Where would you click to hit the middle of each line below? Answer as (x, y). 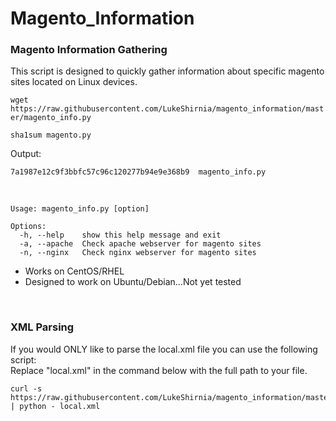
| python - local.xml (55, 406)
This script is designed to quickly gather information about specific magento (167, 71)
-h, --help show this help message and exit (120, 235)
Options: (28, 227)
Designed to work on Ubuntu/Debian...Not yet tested (133, 282)
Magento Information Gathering (89, 50)
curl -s (26, 388)
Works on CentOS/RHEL (74, 271)
